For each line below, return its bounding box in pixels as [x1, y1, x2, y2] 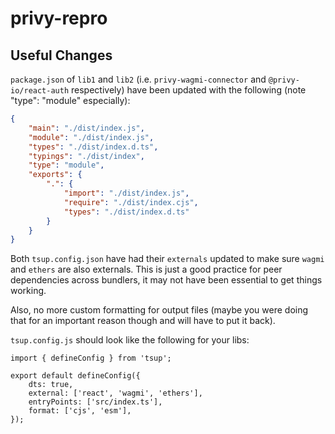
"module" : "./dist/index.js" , [28, 132, 155, 142]
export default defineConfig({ [10, 371, 141, 381]
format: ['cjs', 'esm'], [28, 406, 132, 416]
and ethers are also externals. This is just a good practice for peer [10, 263, 283, 276]
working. [10, 285, 47, 297]
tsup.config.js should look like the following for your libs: [10, 334, 250, 346]
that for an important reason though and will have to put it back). [10, 315, 276, 327]
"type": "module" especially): [10, 95, 131, 106]
